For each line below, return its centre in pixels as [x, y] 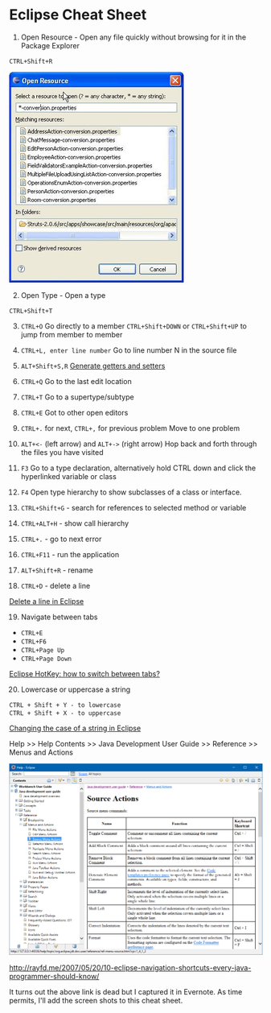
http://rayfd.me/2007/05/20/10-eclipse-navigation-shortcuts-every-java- [130, 967]
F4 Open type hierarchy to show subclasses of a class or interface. [131, 492]
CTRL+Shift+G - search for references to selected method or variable [133, 507]
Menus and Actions [41, 752]
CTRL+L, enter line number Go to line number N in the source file [129, 350]
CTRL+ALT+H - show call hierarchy [75, 523]
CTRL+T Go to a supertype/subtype [78, 397]
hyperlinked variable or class [69, 476]
